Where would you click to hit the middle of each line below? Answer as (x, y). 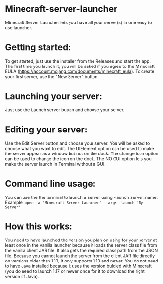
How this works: (39, 226)
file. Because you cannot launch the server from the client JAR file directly (80, 256)
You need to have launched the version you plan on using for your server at (81, 240)
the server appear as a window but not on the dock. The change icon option (82, 153)
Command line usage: (50, 184)
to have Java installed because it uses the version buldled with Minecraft (79, 266)
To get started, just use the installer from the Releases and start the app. (78, 61)
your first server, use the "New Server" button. (52, 76)
